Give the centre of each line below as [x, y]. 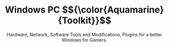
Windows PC [32, 10]
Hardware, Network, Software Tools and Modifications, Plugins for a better [85, 34]
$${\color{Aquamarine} [113, 10]
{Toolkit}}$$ [85, 20]
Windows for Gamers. [85, 40]
